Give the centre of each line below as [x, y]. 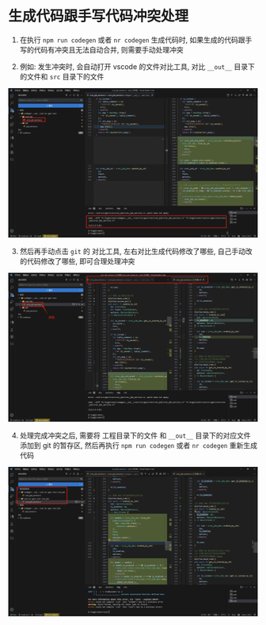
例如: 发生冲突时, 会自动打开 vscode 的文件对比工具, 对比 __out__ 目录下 [137, 66]
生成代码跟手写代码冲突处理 [99, 16]
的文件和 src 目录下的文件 [62, 76]
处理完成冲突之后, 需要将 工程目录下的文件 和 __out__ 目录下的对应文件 [135, 436]
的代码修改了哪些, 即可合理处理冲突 [77, 261]
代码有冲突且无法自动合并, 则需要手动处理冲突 [108, 49]
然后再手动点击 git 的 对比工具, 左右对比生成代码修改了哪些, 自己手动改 [136, 251]
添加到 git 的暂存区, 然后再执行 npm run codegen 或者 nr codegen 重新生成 [138, 446]
